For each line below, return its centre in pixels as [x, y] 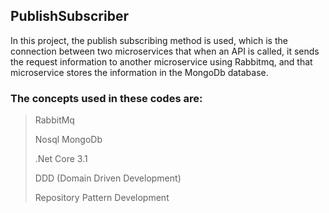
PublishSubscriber [69, 16]
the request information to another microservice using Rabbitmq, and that [161, 61]
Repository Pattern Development [102, 198]
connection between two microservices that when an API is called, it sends [165, 51]
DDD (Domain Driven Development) [108, 178]
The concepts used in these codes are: [106, 98]
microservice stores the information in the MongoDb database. [139, 72]
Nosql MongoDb [68, 140]
